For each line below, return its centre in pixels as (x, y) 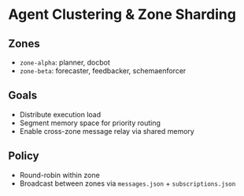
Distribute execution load (60, 114)
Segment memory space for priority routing (90, 123)
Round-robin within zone (59, 175)
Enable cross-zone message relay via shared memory (107, 131)
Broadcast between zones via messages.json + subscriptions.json (128, 183)
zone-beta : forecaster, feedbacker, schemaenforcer (103, 71)
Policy (24, 156)
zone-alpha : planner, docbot (65, 62)
